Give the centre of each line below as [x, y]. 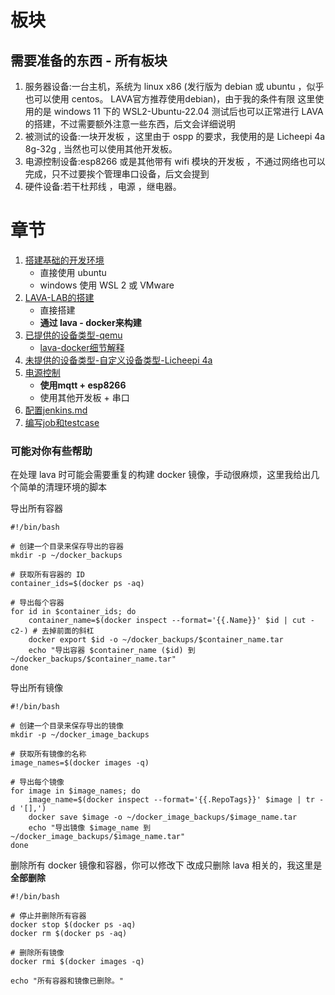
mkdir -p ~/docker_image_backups [80, 735]
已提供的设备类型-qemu [73, 335]
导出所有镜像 [36, 688]
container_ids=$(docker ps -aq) [77, 584]
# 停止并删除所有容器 [48, 916]
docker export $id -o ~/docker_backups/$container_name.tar [156, 640]
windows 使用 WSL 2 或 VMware [107, 285]
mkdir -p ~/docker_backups [66, 556]
